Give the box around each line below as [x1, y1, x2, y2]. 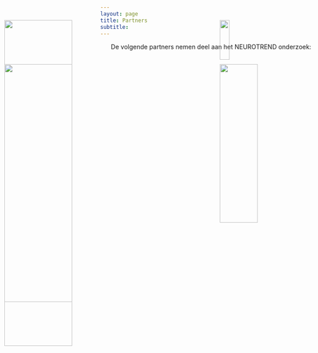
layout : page [100, 10, 139, 18]
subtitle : [100, 23, 129, 30]
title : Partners [100, 17, 148, 24]
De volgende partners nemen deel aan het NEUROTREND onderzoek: [110, 43, 312, 51]
